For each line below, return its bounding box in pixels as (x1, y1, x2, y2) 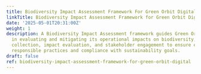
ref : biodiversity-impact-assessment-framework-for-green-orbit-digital (6, 58, 191, 64)
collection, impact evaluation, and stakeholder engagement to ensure (11, 42, 191, 48)
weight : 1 (6, 25, 31, 32)
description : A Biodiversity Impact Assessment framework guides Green (6, 31, 188, 37)
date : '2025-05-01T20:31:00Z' (6, 20, 82, 26)
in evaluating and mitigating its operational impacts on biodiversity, (11, 36, 197, 42)
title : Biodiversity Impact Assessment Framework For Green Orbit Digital (6, 8, 197, 15)
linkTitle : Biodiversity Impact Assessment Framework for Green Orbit (6, 14, 186, 20)
